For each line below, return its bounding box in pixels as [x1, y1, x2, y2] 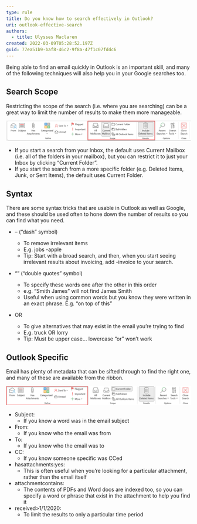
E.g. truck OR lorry [23, 329, 69, 336]
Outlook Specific [6, 352, 69, 362]
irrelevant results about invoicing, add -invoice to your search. [23, 259, 174, 266]
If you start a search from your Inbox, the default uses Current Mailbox [14, 147, 185, 154]
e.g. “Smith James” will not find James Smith [23, 288, 132, 295]
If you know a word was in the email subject [23, 418, 130, 425]
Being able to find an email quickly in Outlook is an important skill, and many [6, 64, 190, 71]
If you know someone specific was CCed [23, 455, 123, 462]
